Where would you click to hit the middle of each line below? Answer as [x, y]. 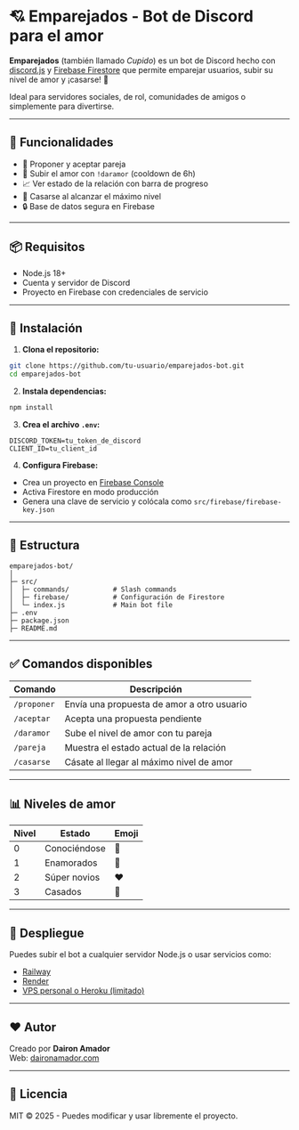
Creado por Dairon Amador [60, 1049]
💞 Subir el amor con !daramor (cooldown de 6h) [109, 173]
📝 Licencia [39, 1094]
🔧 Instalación [46, 328]
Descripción [156, 689]
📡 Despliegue [47, 933]
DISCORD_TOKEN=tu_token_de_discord [75, 441]
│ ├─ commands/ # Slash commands [93, 589]
